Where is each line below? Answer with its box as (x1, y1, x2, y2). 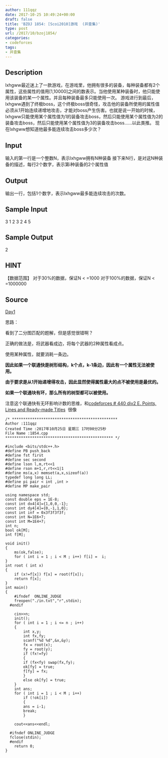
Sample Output (5, 233, 54, 242)
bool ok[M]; (5, 528, 30, 533)
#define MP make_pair (5, 484, 51, 489)
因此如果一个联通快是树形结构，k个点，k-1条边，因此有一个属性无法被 (5, 362, 150, 368)
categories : (5, 36, 30, 41)
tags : (5, 45, 17, 50)
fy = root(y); (23, 647, 53, 652)
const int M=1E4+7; (5, 519, 46, 524)
